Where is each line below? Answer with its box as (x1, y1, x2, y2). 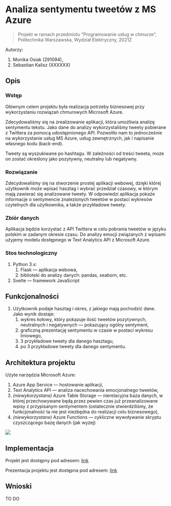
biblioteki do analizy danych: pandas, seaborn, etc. (20, 272, 128, 278)
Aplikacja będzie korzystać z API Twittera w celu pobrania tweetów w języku (5, 226, 166, 232)
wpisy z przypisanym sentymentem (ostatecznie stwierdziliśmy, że (12, 404, 154, 410)
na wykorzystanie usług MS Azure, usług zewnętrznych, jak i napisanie (5, 135, 155, 141)
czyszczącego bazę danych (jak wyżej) (12, 419, 96, 426)
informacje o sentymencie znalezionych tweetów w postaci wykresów (5, 196, 153, 202)
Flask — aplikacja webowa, (20, 267, 78, 273)
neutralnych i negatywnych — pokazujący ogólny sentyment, (20, 322, 149, 328)
